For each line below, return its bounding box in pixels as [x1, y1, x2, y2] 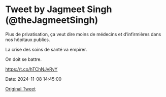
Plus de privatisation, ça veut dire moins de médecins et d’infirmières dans [5, 31, 161, 37]
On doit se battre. [5, 56, 42, 62]
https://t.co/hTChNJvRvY [5, 66, 58, 72]
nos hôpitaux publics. [5, 37, 50, 43]
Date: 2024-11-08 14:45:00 [5, 76, 62, 82]
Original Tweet [5, 85, 36, 92]
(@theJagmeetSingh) [5, 14, 98, 26]
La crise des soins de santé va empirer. [5, 46, 87, 52]
